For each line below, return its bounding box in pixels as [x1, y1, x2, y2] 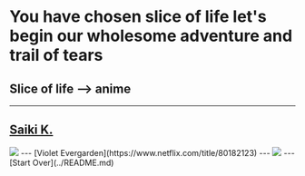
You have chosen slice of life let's [9, 6, 268, 27]
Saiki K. [9, 122, 54, 138]
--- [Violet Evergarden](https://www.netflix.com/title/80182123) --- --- [20, 147, 295, 158]
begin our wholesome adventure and [9, 25, 293, 46]
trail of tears [9, 45, 103, 65]
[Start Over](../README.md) [9, 157, 114, 168]
